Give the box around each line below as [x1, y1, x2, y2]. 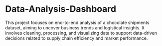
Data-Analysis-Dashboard [5, 3, 116, 15]
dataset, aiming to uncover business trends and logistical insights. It [5, 24, 145, 30]
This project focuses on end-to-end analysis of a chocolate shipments [5, 20, 150, 25]
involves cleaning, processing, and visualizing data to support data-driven [5, 30, 157, 36]
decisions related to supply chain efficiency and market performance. [5, 35, 148, 41]
